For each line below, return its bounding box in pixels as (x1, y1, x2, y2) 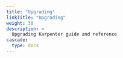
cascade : (6, 37, 28, 43)
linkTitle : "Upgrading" (6, 14, 66, 21)
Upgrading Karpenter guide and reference (11, 31, 118, 37)
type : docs (11, 43, 39, 49)
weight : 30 (6, 20, 34, 26)
